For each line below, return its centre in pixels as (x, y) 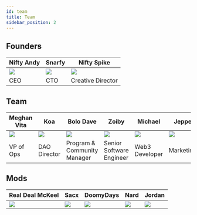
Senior (113, 143)
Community (82, 150)
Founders (24, 46)
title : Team (21, 17)
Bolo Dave (82, 122)
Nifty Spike (94, 63)
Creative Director (94, 81)
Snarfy (56, 63)
